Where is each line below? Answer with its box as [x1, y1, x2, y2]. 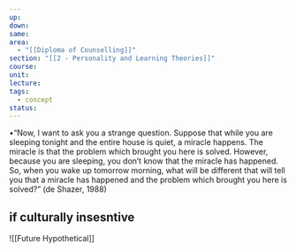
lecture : [9, 79, 42, 88]
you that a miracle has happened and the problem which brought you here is [9, 174, 287, 186]
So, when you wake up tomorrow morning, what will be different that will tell [9, 165, 285, 176]
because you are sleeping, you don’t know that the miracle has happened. [9, 156, 279, 166]
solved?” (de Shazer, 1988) [9, 184, 108, 195]
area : [9, 37, 29, 47]
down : [9, 21, 29, 30]
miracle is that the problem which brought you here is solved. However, [9, 147, 269, 157]
